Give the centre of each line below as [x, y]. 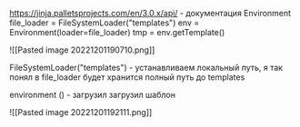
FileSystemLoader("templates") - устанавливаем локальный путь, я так [146, 68]
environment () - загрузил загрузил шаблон [92, 95]
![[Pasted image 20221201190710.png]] [82, 50]
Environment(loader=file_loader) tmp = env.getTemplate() [117, 32]
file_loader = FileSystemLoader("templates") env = [105, 23]
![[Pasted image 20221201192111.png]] [81, 112]
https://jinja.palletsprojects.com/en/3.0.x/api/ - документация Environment [150, 13]
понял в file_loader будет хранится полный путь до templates [127, 77]
